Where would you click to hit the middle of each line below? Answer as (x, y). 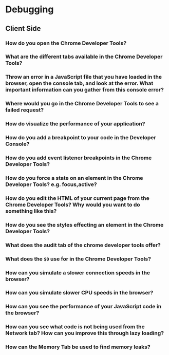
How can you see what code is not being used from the (75, 327)
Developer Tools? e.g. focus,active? (51, 184)
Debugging (30, 10)
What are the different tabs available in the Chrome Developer (84, 57)
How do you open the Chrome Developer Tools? (66, 43)
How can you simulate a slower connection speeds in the (78, 272)
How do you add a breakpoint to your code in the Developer (81, 138)
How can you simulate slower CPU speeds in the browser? (79, 293)
